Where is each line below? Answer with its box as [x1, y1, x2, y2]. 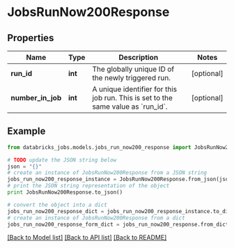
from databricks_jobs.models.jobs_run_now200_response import [7, 144, 192, 150]
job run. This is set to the [92, 93, 173, 102]
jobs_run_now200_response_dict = [7, 208, 104, 215]
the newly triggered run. [92, 73, 171, 82]
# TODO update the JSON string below [7, 156, 117, 164]
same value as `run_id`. [92, 102, 168, 111]
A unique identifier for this [92, 84, 178, 94]
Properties [7, 32, 54, 44]
